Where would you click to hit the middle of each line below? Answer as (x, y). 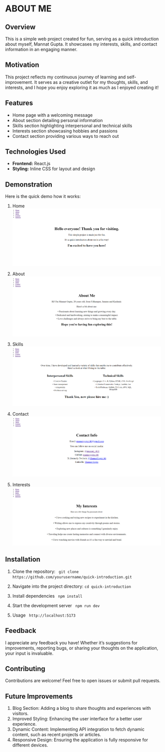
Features (19, 103)
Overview (21, 27)
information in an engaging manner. (41, 49)
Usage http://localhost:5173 (44, 615)
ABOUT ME (28, 9)
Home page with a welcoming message (52, 115)
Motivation (22, 65)
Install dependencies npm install (47, 596)
